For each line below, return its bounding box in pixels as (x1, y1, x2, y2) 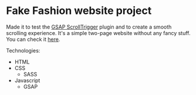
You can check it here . (6, 36, 60, 43)
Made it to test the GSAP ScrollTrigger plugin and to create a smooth (6, 23, 172, 30)
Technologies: (6, 47, 40, 54)
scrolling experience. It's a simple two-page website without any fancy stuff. (6, 29, 191, 36)
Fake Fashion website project (6, 4, 152, 17)
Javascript (14, 77, 40, 84)
